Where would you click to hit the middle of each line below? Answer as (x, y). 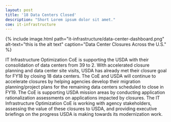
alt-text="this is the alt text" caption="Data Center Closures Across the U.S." (86, 45)
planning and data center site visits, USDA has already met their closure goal (86, 71)
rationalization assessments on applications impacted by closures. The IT (83, 98)
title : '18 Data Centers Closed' (41, 15)
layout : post (19, 10)
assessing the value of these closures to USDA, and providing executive (81, 109)
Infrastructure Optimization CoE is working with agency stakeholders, (79, 104)
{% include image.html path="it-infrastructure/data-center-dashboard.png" (85, 39)
